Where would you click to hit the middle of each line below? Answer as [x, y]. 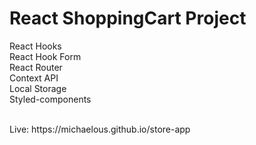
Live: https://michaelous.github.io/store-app [100, 129]
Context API [34, 78]
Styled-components [50, 99]
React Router [36, 67]
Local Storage [38, 88]
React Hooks [35, 46]
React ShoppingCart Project [128, 18]
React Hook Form [45, 56]
